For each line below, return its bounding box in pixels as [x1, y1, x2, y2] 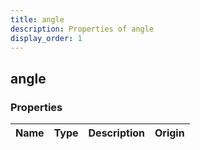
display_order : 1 [10, 33, 83, 43]
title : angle [10, 14, 65, 25]
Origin [154, 126, 185, 140]
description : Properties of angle [10, 24, 155, 34]
